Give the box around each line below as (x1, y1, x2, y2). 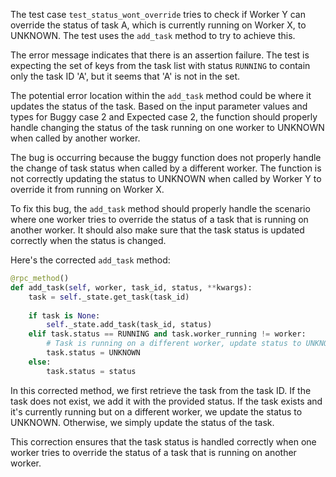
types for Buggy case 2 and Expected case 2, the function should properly (10, 111, 318, 123)
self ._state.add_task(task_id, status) (46, 320, 213, 330)
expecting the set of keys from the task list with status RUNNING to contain (10, 60, 311, 71)
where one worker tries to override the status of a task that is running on (10, 214, 309, 225)
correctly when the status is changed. (10, 235, 167, 246)
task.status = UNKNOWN (46, 348, 141, 358)
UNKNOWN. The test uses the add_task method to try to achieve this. (10, 30, 296, 41)
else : (28, 357, 52, 367)
